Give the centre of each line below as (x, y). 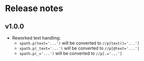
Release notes (34, 8)
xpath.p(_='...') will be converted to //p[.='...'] (71, 53)
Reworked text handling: (36, 38)
